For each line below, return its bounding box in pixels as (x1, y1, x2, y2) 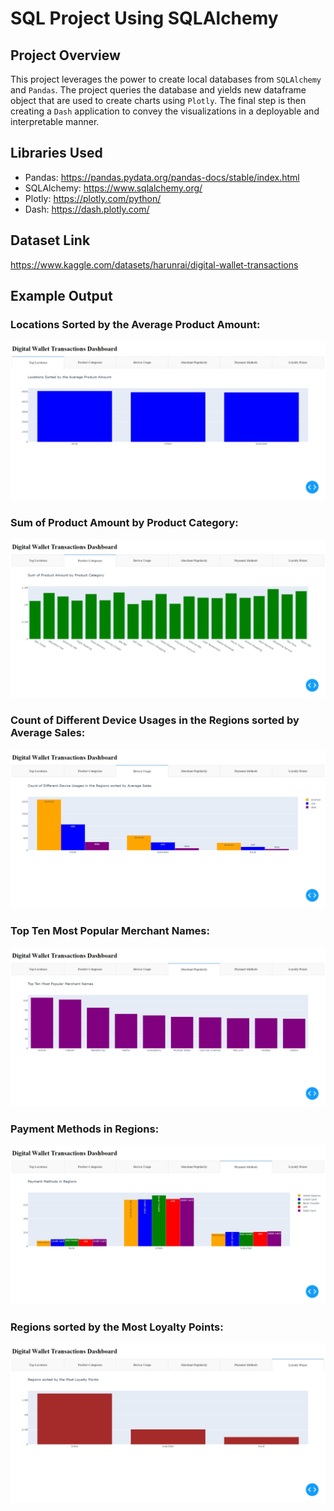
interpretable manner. (10, 116, 100, 127)
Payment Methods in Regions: (10, 1122, 160, 1136)
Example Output (10, 288, 113, 305)
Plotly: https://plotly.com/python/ (24, 192, 162, 204)
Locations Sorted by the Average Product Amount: (10, 317, 261, 331)
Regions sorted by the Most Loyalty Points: (10, 1320, 224, 1334)
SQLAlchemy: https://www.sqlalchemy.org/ (24, 182, 203, 194)
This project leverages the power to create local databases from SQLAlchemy (10, 73, 322, 85)
